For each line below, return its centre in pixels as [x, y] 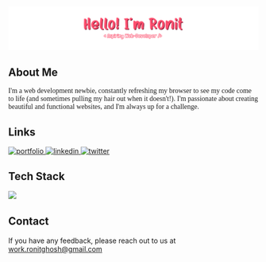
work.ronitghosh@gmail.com [55, 248]
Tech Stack [37, 176]
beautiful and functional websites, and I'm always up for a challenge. [104, 107]
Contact [29, 221]
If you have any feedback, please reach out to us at [92, 240]
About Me [33, 72]
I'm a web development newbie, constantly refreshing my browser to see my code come [130, 91]
